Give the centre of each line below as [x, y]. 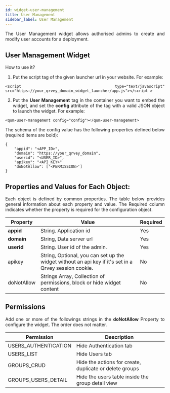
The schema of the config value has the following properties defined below [85, 130]
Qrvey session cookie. [67, 268]
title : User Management [30, 15]
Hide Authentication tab [104, 345]
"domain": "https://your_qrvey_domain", [57, 153]
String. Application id [65, 230]
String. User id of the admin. [74, 247]
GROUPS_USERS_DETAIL [38, 380]
